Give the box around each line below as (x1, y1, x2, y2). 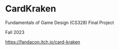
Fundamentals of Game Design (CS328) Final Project (5, 19, 114, 25)
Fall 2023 (5, 29, 25, 35)
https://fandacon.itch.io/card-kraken (5, 38, 80, 45)
